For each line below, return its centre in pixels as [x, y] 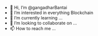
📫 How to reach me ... [33, 28]
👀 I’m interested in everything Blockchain [51, 13]
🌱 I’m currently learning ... [36, 18]
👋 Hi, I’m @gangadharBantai [39, 8]
